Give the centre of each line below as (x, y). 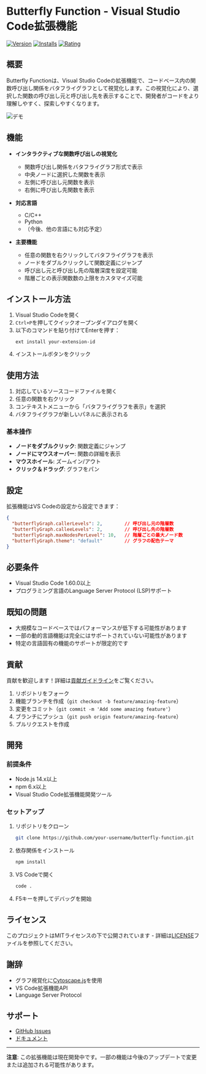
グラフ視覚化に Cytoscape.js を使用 (59, 981)
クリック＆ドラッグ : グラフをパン (57, 469)
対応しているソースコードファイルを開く (66, 392)
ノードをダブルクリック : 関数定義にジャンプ (70, 446)
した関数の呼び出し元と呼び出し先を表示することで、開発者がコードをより (105, 96)
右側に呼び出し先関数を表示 (59, 190)
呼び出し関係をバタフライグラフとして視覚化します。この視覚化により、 (102, 88)
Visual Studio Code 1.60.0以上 (53, 583)
